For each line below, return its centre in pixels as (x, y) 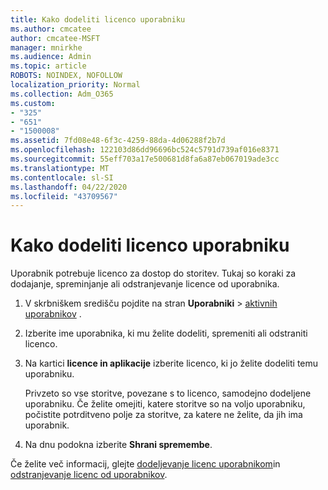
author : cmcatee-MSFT (55, 38)
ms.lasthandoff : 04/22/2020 (69, 187)
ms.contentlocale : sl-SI (62, 177)
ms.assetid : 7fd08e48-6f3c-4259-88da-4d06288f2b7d (118, 141)
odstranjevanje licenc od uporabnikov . (89, 475)
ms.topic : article (48, 66)
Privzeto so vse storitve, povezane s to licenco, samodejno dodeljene (168, 393)
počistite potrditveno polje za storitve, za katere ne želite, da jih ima (163, 415)
